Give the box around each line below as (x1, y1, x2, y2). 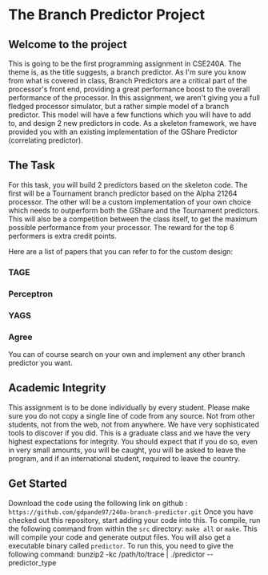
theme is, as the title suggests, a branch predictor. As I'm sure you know (8, 67, 246, 77)
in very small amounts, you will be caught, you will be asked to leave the (8, 445, 246, 455)
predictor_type (8, 557, 57, 567)
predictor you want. (8, 358, 74, 367)
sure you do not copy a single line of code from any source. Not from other (8, 411, 255, 420)
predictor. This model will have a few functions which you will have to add (8, 110, 251, 119)
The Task (8, 159, 56, 172)
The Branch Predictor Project (8, 6, 206, 24)
